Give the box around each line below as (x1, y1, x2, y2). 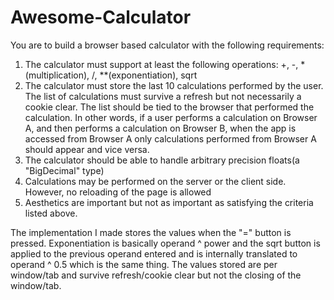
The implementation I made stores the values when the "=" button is (10, 226, 292, 238)
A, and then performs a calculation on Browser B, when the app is (24, 122, 297, 134)
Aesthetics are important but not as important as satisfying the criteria (24, 196, 314, 208)
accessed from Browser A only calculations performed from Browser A (24, 132, 317, 145)
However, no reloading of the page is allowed (24, 186, 212, 198)
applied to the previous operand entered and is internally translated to (10, 247, 298, 260)
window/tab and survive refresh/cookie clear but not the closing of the (10, 269, 302, 281)
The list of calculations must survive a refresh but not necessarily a (24, 90, 302, 102)
